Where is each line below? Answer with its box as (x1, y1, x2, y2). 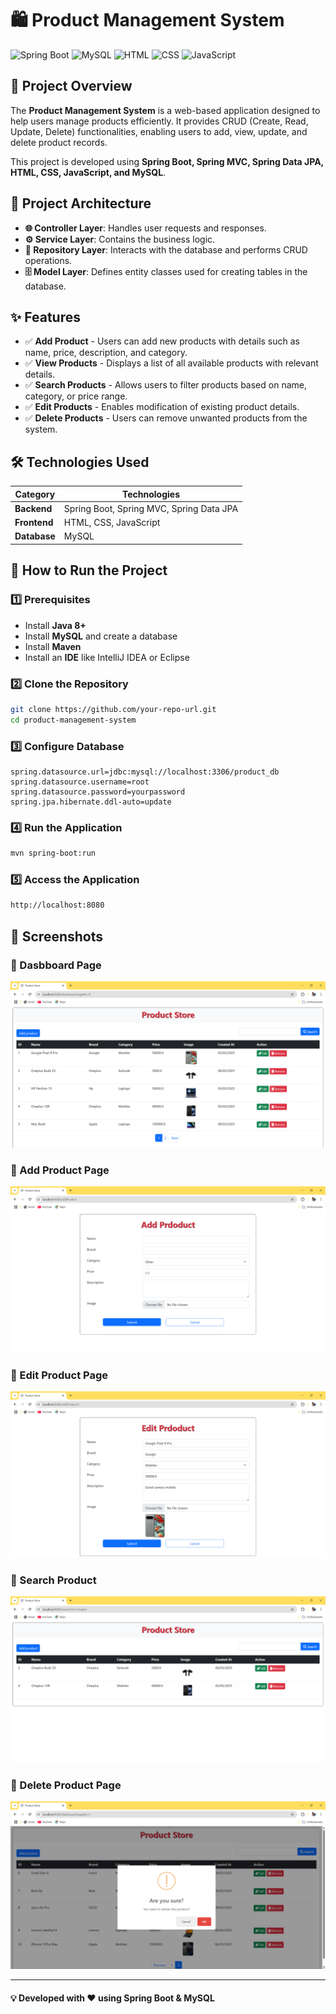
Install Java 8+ (24, 619, 87, 631)
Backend (14, 502, 53, 514)
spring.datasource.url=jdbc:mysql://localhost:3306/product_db (10, 767, 280, 777)
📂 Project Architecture (10, 195, 152, 212)
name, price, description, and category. (24, 347, 188, 359)
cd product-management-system (10, 715, 137, 725)
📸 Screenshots (10, 928, 104, 945)
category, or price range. (24, 390, 128, 402)
